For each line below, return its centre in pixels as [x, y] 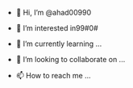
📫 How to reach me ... [53, 75]
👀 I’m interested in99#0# [57, 28]
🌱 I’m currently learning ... [59, 44]
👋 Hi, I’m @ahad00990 [53, 13]
